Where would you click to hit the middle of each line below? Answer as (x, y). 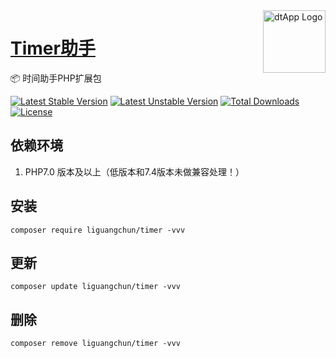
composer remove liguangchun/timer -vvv (96, 344)
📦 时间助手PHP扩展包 (56, 78)
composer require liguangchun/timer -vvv (98, 230)
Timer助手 (53, 48)
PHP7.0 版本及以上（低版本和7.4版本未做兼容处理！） (134, 171)
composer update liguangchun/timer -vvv (96, 287)
